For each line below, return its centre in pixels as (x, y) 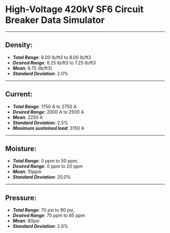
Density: (19, 45)
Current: (19, 94)
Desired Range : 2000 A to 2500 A (48, 112)
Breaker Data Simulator (55, 20)
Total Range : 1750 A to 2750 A (45, 106)
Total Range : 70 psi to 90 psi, (44, 210)
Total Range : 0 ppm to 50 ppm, (45, 161)
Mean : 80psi (26, 221)
